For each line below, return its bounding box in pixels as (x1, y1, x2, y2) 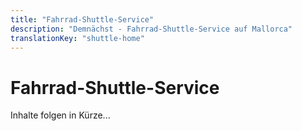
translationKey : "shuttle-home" (10, 33, 145, 43)
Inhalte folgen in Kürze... (10, 109, 111, 121)
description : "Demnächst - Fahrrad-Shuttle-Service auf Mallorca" (10, 24, 293, 34)
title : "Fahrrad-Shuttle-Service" (10, 14, 155, 25)
